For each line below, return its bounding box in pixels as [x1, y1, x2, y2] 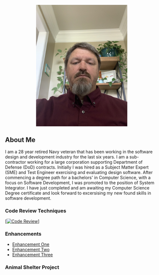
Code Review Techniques [5, 207, 67, 214]
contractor [5, 159, 26, 165]
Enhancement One [12, 241, 50, 247]
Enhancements [5, 231, 42, 238]
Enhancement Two [12, 247, 50, 253]
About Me [5, 136, 35, 144]
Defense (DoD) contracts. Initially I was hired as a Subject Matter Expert [5, 164, 149, 170]
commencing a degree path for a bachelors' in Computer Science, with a [5, 174, 151, 180]
